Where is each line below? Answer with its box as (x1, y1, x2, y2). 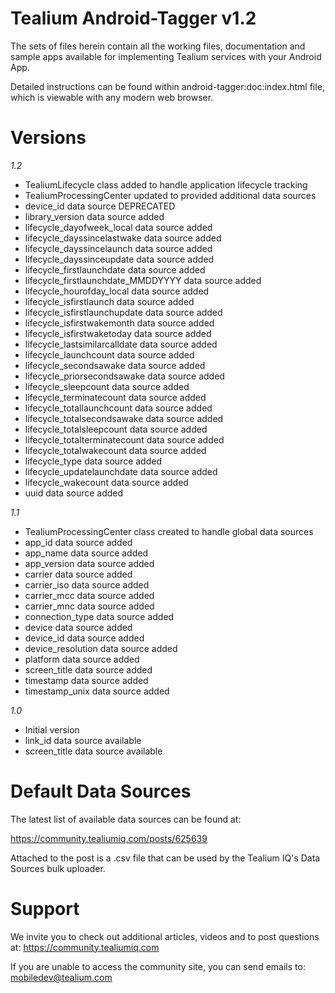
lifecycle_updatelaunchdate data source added (24, 465, 218, 477)
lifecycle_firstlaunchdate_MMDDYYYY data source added (24, 274, 262, 286)
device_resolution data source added (24, 642, 178, 654)
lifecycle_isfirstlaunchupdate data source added (24, 306, 223, 318)
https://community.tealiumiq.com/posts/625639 (10, 832, 208, 844)
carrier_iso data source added (24, 578, 150, 591)
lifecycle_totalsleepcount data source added (24, 423, 208, 435)
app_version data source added (24, 557, 155, 569)
